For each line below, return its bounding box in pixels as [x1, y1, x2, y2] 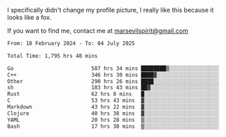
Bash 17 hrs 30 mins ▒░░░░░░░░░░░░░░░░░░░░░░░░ [7, 122, 219, 130]
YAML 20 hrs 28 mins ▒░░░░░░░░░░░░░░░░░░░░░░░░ [7, 116, 219, 123]
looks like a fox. [7, 13, 52, 21]
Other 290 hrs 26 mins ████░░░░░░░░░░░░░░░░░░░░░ [7, 77, 219, 85]
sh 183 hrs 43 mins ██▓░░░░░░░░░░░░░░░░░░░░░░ [7, 84, 219, 91]
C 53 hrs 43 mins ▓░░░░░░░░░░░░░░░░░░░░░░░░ [7, 97, 219, 104]
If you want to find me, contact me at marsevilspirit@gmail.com [7, 27, 188, 35]
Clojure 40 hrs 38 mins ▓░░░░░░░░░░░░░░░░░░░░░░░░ [7, 110, 219, 117]
